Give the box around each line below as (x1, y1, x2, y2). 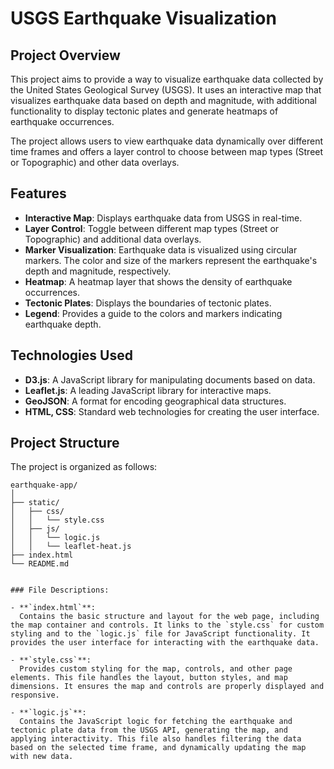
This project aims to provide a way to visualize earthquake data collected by (10, 73, 324, 85)
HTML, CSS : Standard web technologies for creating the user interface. (24, 405, 320, 417)
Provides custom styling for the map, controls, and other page (19, 664, 293, 674)
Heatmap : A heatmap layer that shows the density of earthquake (24, 275, 293, 287)
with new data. (10, 752, 74, 762)
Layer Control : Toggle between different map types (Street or (24, 222, 280, 234)
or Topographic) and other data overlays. (10, 157, 180, 168)
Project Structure (10, 435, 120, 452)
